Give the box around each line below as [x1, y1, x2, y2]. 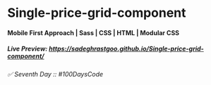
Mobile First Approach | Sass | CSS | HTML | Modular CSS [7, 28, 180, 37]
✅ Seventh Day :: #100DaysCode [7, 70, 104, 78]
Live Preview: [7, 44, 48, 53]
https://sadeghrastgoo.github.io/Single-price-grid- [49, 44, 205, 53]
